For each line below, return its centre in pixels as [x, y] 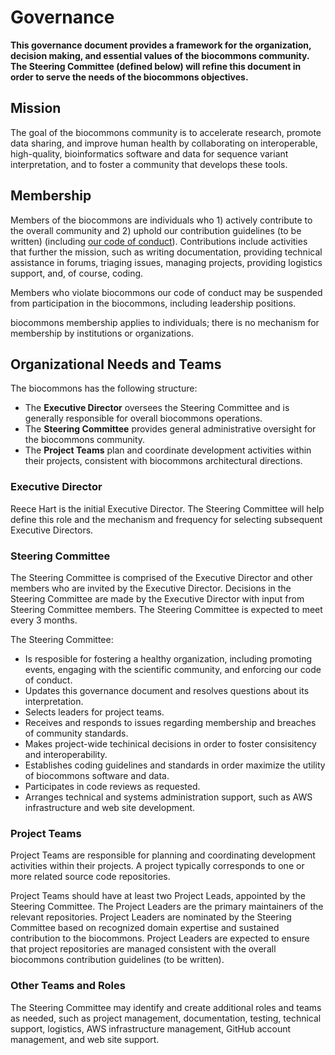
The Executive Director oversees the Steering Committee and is [157, 408]
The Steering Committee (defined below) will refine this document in [156, 66]
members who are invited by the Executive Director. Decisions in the [151, 588]
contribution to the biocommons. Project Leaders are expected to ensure [160, 938]
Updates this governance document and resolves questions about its [167, 690]
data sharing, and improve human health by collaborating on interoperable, [164, 143]
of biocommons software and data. [97, 775]
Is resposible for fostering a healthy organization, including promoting [168, 658]
